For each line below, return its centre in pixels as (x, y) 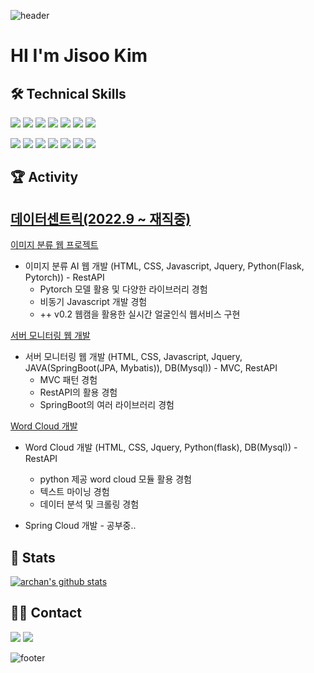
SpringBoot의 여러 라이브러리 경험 (107, 405)
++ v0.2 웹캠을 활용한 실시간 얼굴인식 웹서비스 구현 (140, 314)
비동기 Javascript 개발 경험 (93, 302)
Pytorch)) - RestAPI (64, 277)
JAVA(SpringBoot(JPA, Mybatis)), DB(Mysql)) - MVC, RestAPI (151, 368)
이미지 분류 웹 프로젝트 (54, 245)
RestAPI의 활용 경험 (78, 392)
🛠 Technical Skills (68, 93)
